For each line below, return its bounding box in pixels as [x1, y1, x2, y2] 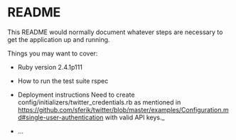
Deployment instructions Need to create [17, 90, 135, 99]
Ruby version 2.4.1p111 [17, 63, 83, 71]
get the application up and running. [7, 35, 110, 43]
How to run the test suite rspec [17, 76, 109, 85]
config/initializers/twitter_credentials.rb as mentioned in [17, 97, 181, 107]
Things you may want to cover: [7, 49, 98, 58]
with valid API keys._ [104, 113, 165, 122]
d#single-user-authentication [17, 113, 104, 122]
